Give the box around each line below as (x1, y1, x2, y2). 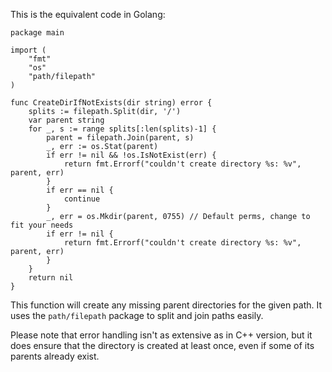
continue (63, 194, 101, 204)
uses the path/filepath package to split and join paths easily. (10, 310, 264, 321)
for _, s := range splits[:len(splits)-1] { (28, 124, 217, 134)
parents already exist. (10, 350, 100, 362)
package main (10, 28, 65, 38)
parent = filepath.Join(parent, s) (46, 133, 195, 143)
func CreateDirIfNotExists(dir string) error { (10, 98, 213, 108)
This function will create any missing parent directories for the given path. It (10, 299, 323, 311)
